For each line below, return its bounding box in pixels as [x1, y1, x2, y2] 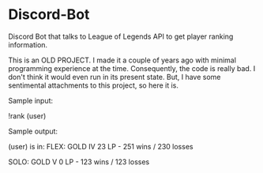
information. [8, 39, 48, 49]
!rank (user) [8, 111, 47, 120]
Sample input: [8, 96, 54, 105]
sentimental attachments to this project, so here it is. [8, 81, 179, 90]
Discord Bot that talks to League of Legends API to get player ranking [8, 32, 234, 41]
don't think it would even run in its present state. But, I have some [8, 72, 221, 81]
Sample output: [8, 126, 58, 136]
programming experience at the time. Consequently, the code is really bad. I [8, 63, 256, 73]
